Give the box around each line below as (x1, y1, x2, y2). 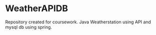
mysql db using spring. (5, 24, 52, 30)
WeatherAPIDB (5, 3, 68, 14)
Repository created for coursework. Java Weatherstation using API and (5, 19, 151, 25)
